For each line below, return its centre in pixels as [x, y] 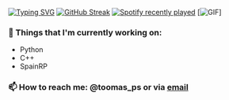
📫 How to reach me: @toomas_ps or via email [98, 87]
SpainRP [33, 66]
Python [31, 50]
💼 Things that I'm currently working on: [85, 32]
